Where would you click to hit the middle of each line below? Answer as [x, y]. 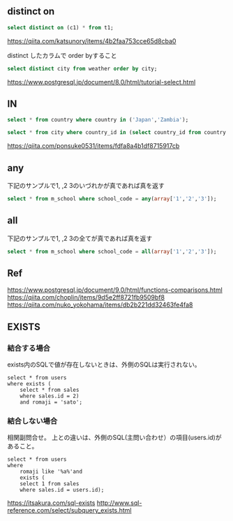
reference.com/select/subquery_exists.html [69, 511]
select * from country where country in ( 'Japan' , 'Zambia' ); [98, 120]
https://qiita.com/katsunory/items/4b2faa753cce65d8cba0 [92, 41]
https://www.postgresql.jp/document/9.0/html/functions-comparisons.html [115, 290]
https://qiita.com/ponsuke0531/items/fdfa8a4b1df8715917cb [93, 146]
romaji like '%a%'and [51, 472]
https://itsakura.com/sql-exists [51, 503]
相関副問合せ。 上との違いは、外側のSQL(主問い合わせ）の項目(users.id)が [114, 438]
